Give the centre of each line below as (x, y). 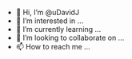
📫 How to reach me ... (53, 47)
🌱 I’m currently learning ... (58, 29)
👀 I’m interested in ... (50, 21)
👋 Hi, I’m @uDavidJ (48, 12)
